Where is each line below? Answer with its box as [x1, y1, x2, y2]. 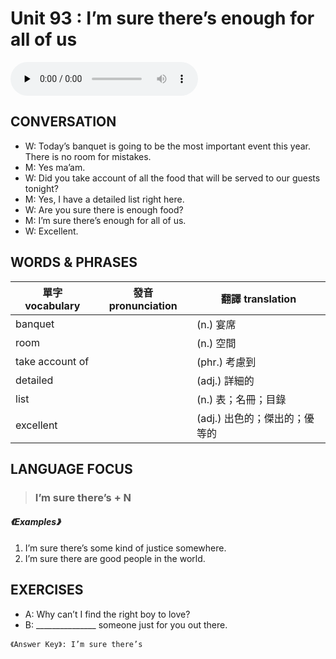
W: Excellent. [24, 225, 79, 237]
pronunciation [108, 298, 178, 312]
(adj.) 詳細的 [196, 373, 255, 387]
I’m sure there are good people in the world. [24, 552, 206, 564]
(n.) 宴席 [196, 317, 237, 331]
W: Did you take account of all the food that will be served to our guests [24, 172, 321, 184]
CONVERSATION [10, 113, 117, 131]
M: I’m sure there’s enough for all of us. [24, 214, 187, 226]
